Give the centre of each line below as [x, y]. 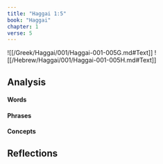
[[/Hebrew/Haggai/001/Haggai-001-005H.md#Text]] [82, 60]
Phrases [19, 115]
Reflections [33, 153]
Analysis [27, 82]
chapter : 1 [23, 26]
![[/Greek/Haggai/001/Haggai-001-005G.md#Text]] [80, 53]
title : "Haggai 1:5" [37, 14]
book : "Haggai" [29, 20]
